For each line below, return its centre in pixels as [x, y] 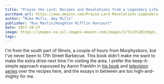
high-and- [144, 71]
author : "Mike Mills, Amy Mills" [39, 18]
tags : [10, 37]
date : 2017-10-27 [23, 28]
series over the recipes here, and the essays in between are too [69, 71]
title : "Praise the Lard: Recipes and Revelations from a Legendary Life [82, 9]
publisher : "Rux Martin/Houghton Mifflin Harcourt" [59, 23]
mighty [12, 76]
